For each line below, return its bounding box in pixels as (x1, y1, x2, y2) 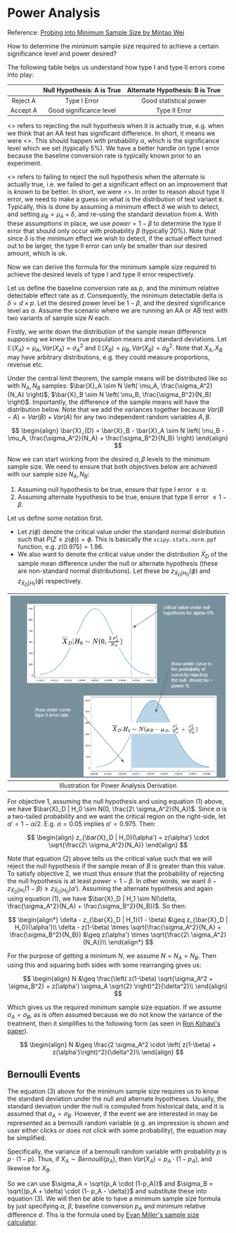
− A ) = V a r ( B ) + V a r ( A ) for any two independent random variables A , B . (7, 413, 212, 422)
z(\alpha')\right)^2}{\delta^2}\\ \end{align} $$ (52, 1048, 184, 1056)
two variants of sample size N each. (7, 314, 111, 322)
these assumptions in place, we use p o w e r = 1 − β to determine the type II (7, 220, 221, 228)
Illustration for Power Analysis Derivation (59, 781, 177, 790)
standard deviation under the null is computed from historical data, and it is (7, 1102, 225, 1111)
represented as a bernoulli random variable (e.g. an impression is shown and (7, 1118, 229, 1127)
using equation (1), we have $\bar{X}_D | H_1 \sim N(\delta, (7, 894, 177, 902)
